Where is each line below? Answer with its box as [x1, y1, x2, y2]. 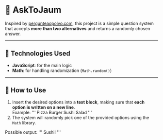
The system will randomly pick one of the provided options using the [12, 114, 149, 121]
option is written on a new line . [12, 104, 75, 110]
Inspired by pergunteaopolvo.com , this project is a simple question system [5, 20, 154, 26]
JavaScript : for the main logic [12, 62, 72, 68]
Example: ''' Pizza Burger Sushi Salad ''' [12, 109, 92, 115]
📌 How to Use [5, 86, 46, 94]
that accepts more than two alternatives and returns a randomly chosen [5, 25, 150, 31]
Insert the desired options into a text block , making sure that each [12, 99, 145, 105]
